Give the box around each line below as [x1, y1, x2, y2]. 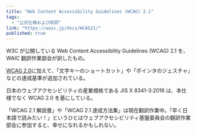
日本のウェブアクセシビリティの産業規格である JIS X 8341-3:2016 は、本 [6, 87, 182, 94]
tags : [6, 14, 19, 20]
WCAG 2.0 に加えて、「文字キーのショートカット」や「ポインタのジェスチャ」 [6, 67, 191, 74]
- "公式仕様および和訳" [11, 19, 62, 25]
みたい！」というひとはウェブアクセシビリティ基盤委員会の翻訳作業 [26, 114, 191, 121]
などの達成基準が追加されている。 [6, 75, 89, 82]
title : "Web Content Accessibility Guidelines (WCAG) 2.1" [6, 8, 154, 15]
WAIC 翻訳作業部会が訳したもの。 [6, 55, 88, 62]
